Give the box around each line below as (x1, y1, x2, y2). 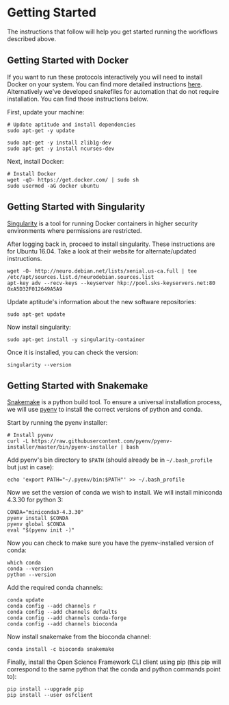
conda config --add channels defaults (7, 608, 118, 616)
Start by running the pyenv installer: (7, 419, 108, 427)
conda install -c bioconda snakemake (7, 646, 115, 653)
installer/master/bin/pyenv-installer (7, 444, 118, 451)
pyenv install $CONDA (7, 515, 69, 522)
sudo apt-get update (7, 310, 66, 318)
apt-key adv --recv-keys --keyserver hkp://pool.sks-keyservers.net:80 (7, 280, 215, 286)
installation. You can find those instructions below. (7, 95, 149, 103)
